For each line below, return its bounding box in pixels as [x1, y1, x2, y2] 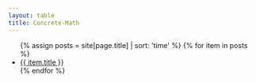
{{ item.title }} [19, 57, 64, 67]
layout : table [8, 11, 55, 20]
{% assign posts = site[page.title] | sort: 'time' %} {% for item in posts [19, 40, 248, 50]
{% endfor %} [19, 65, 66, 75]
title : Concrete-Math [8, 19, 80, 27]
